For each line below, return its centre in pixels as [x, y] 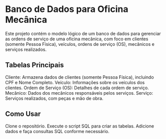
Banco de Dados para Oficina [67, 9]
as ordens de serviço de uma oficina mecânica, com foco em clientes [77, 39]
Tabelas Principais [34, 65]
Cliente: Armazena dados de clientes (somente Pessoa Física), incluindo [79, 77]
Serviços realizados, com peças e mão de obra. [54, 98]
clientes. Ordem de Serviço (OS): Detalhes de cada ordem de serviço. [77, 88]
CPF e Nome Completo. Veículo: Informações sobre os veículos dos [75, 82]
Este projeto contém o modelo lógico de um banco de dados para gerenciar [83, 33]
